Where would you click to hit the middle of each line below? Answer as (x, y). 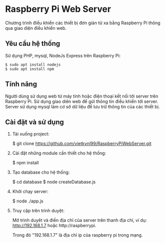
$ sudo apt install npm (30, 69)
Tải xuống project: (31, 134)
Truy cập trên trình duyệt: (38, 211)
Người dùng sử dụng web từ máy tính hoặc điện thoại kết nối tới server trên (82, 96)
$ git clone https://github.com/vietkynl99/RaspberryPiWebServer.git (82, 144)
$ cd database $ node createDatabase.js (54, 182)
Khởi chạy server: (30, 192)
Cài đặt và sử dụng (35, 122)
